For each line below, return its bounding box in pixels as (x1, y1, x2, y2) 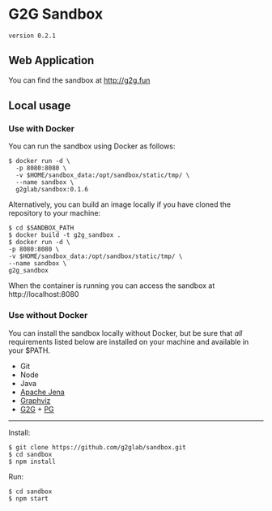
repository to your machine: (8, 208, 101, 218)
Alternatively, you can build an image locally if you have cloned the (8, 200, 232, 209)
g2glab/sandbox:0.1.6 (15, 186, 89, 194)
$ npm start (8, 494, 49, 503)
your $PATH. (8, 346, 51, 355)
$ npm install (8, 457, 57, 466)
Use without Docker (8, 310, 88, 321)
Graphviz (19, 395, 51, 406)
